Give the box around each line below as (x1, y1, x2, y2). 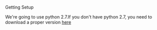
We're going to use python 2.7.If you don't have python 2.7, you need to (5, 14, 152, 19)
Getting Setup (5, 4, 34, 10)
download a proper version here (5, 19, 71, 25)
